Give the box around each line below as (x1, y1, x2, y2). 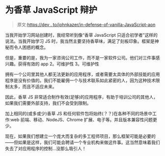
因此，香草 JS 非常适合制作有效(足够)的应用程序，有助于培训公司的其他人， (5, 94, 158, 100)
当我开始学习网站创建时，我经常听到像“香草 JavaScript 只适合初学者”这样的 (5, 32, 158, 38)
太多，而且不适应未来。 (9, 83, 57, 89)
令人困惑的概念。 (13, 44, 48, 50)
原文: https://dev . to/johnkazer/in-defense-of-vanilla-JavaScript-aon (17, 22, 156, 27)
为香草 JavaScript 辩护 (5, 4, 98, 16)
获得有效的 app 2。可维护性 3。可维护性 (18, 61, 100, 67)
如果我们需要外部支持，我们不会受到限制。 (5, 100, 91, 106)
